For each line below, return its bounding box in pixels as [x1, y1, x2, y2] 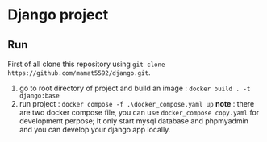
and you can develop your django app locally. [19, 125, 171, 134]
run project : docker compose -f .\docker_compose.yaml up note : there [19, 99, 255, 108]
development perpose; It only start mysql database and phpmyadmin [19, 116, 249, 126]
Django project [7, 6, 109, 24]
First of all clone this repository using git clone [7, 59, 166, 69]
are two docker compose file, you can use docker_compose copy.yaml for [19, 107, 260, 117]
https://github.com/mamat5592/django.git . [7, 68, 151, 77]
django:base [19, 92, 60, 100]
